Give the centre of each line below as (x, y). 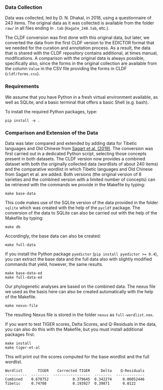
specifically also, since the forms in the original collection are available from (81, 63)
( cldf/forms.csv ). (23, 74)
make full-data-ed (24, 277)
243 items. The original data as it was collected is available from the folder (80, 23)
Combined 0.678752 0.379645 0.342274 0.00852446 (75, 379)
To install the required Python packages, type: (51, 111)
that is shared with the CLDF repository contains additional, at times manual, (81, 53)
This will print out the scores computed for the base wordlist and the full (77, 356)
